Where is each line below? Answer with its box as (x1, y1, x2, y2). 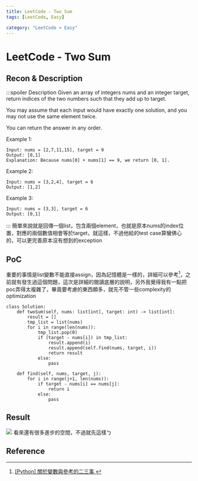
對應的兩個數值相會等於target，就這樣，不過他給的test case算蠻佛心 (16, 230, 182, 237)
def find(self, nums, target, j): (16, 370, 101, 377)
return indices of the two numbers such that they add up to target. (6, 95, 167, 102)
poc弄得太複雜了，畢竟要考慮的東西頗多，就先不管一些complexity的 (6, 286, 171, 293)
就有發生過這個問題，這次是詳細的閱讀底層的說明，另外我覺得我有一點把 (11, 278, 187, 286)
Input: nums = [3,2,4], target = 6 (6, 179, 94, 185)
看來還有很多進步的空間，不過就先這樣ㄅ (13, 429, 112, 436)
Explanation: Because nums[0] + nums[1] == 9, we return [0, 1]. (6, 157, 170, 164)
